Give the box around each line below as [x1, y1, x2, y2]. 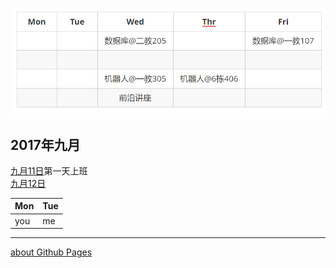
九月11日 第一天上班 [10, 164, 88, 177]
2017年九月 [10, 136, 81, 153]
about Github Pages [10, 246, 93, 258]
